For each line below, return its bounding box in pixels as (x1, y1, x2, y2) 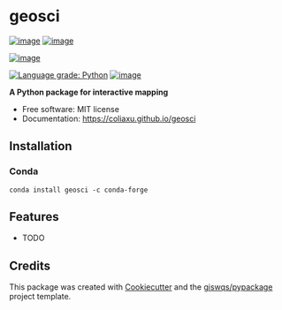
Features (9, 209, 59, 224)
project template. (9, 291, 72, 302)
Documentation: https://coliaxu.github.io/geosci (21, 113, 196, 124)
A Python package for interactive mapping (9, 87, 169, 97)
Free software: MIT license (21, 103, 119, 114)
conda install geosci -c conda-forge (9, 185, 149, 194)
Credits (9, 258, 51, 273)
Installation (9, 139, 72, 154)
